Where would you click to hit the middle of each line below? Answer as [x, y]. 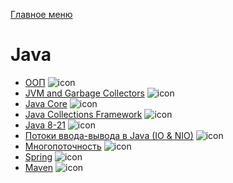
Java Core [46, 103]
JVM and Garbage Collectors [84, 93]
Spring [38, 156]
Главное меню [41, 14]
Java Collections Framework [83, 114]
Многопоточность [63, 146]
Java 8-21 [45, 125]
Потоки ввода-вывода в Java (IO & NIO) [109, 135]
